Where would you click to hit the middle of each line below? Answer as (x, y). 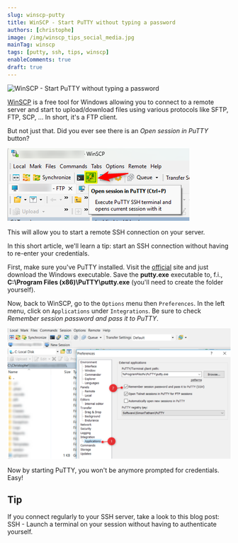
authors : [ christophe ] (41, 30)
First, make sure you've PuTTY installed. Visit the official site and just (108, 267)
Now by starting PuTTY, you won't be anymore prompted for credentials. (113, 470)
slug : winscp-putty (36, 15)
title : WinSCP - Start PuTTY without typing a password (91, 22)
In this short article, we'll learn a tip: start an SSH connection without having (118, 246)
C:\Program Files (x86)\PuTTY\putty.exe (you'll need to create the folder (115, 282)
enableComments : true (39, 60)
